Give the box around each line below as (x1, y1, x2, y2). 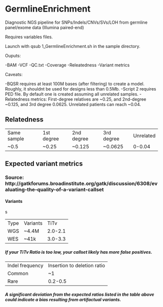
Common (7, 270, 29, 277)
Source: (5, 174, 24, 181)
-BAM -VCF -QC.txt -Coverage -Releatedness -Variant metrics (5, 62, 130, 68)
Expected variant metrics (5, 160, 83, 168)
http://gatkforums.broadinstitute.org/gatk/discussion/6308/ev (5, 180, 158, 187)
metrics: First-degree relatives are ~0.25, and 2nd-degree (31, 96, 147, 102)
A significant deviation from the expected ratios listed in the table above (5, 292, 154, 297)
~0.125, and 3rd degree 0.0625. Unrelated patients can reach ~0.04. (5, 101, 141, 107)
